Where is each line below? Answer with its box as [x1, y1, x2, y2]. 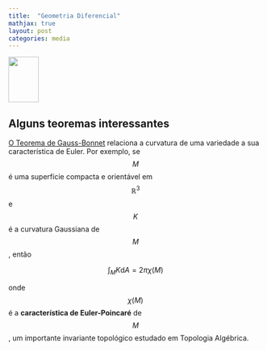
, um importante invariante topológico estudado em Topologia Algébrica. [8, 332, 249, 343]
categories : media [8, 34, 70, 43]
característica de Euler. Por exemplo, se [8, 147, 141, 157]
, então [8, 249, 32, 259]
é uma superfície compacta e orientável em [8, 172, 153, 182]
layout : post [8, 27, 52, 35]
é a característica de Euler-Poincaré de [8, 307, 143, 317]
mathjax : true [8, 19, 56, 27]
